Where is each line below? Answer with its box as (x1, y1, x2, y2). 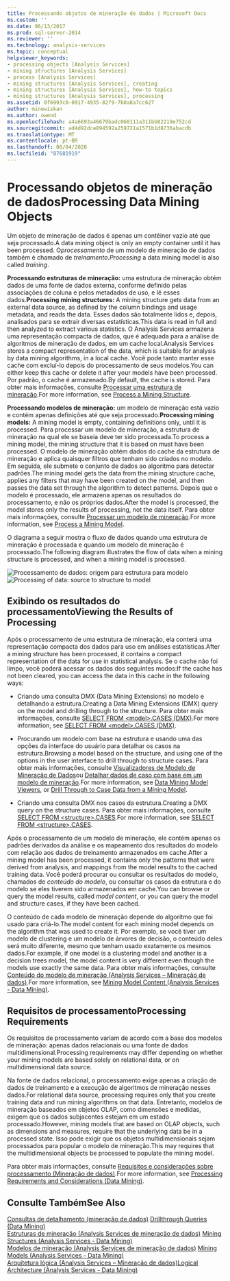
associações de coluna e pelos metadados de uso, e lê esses (7, 288, 180, 297)
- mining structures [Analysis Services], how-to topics (7, 86, 173, 93)
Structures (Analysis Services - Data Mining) (7, 1237, 133, 1245)
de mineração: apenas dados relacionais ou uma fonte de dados (7, 1041, 188, 1049)
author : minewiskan (7, 105, 63, 112)
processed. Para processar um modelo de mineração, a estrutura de (7, 425, 200, 434)
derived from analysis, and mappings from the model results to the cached (7, 862, 218, 871)
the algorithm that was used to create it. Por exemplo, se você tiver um (7, 927, 207, 935)
